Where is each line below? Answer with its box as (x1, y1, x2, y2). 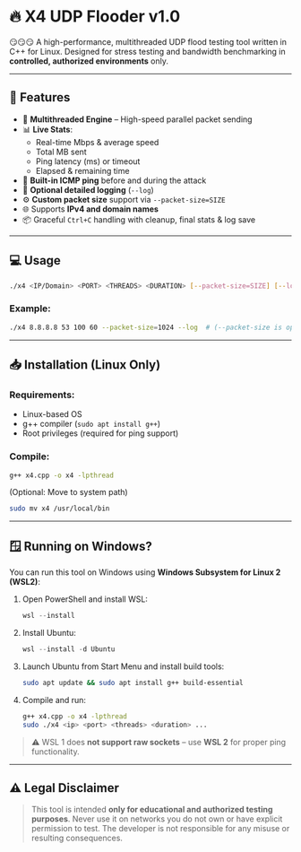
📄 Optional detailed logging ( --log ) (21, 184, 154, 195)
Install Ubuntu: (21, 628, 76, 639)
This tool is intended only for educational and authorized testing (30, 804, 273, 815)
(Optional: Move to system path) (9, 487, 128, 498)
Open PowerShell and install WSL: (21, 594, 148, 604)
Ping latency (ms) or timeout (35, 155, 141, 167)
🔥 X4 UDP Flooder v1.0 (9, 6, 181, 27)
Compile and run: (21, 694, 87, 705)
